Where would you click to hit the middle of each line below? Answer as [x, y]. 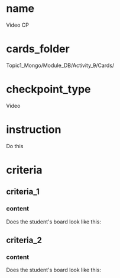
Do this [15, 146]
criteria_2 [24, 240]
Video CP [18, 25]
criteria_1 [23, 192]
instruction [34, 130]
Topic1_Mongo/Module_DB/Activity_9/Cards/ [60, 65]
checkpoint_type [48, 89]
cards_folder [38, 49]
